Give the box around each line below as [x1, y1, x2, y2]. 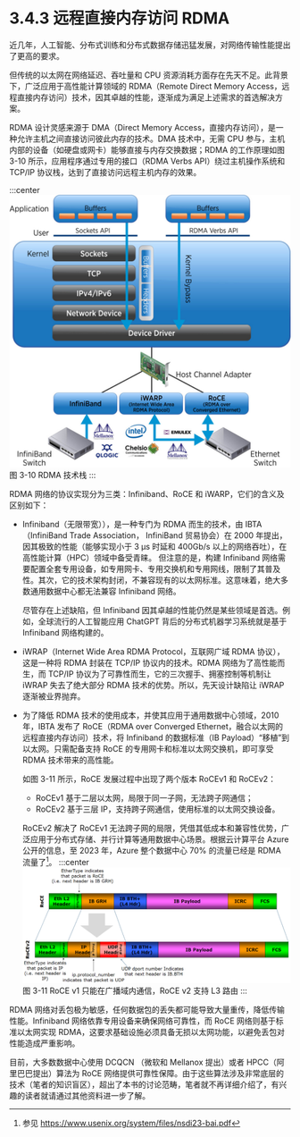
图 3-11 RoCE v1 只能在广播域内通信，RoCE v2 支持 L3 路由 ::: [21, 985, 248, 996]
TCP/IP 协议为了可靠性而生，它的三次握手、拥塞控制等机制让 [47, 669, 272, 679]
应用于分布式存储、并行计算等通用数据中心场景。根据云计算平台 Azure [29, 834, 289, 845]
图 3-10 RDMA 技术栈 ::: [9, 470, 96, 481]
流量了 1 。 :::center [21, 855, 89, 867]
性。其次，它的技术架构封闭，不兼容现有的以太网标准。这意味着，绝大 [21, 575, 281, 585]
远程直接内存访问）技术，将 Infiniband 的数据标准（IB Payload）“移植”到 [21, 732, 290, 743]
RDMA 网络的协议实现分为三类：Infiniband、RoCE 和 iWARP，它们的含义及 [9, 489, 285, 500]
